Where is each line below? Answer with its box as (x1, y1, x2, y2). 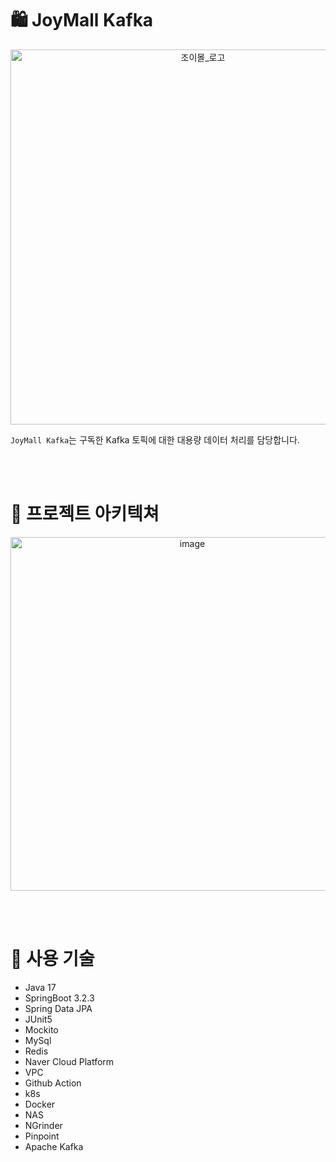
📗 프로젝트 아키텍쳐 (10, 503, 160, 526)
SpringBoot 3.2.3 (24, 992, 95, 1004)
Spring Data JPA (24, 1002, 93, 1014)
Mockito (24, 1023, 59, 1036)
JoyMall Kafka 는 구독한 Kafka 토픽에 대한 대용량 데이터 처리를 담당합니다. (10, 433, 300, 446)
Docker (24, 1098, 56, 1110)
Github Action (24, 1077, 82, 1089)
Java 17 (24, 981, 57, 993)
